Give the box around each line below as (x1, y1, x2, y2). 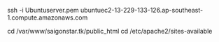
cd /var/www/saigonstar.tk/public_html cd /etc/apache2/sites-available (7, 27, 213, 35)
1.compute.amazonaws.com (7, 13, 88, 22)
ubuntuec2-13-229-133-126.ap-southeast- (80, 6, 204, 14)
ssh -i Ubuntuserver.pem (7, 6, 79, 14)
